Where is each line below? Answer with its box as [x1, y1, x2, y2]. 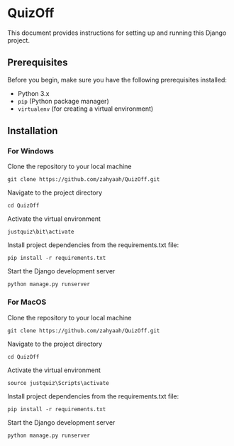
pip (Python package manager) [17, 97, 109, 105]
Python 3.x [17, 89, 50, 97]
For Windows [7, 146, 55, 156]
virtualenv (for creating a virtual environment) [17, 104, 154, 113]
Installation [7, 125, 58, 137]
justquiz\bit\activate [7, 229, 74, 236]
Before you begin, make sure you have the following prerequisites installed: [7, 75, 227, 84]
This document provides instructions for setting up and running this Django [7, 28, 227, 37]
